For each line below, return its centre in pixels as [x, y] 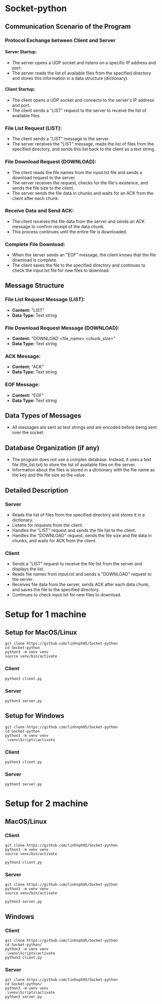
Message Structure [35, 286]
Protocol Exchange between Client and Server [60, 40]
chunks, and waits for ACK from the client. [54, 540]
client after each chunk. [36, 198]
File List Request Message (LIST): [45, 300]
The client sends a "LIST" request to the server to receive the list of [79, 110]
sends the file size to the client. [43, 188]
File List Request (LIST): [33, 128]
